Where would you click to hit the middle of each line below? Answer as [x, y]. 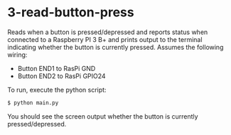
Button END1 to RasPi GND [57, 68]
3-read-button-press [71, 12]
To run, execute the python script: [57, 90]
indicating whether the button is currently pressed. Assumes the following [116, 47]
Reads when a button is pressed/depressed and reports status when [108, 32]
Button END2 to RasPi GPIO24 [61, 76]
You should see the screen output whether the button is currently [103, 116]
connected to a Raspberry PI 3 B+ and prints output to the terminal [105, 39]
